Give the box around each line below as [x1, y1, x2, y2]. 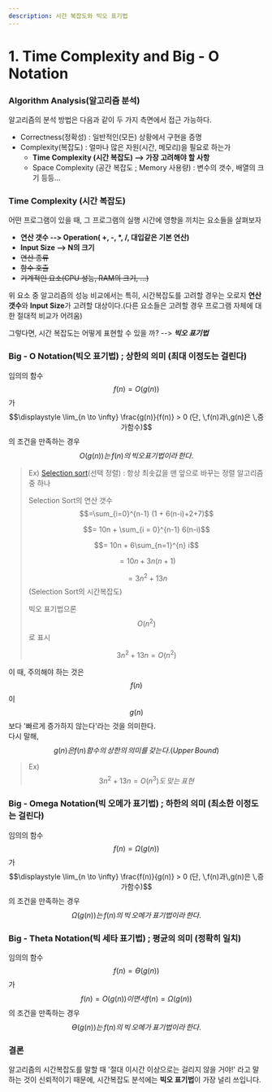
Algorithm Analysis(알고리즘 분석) [8, 94, 140, 106]
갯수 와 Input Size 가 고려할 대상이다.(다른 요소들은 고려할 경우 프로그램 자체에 [8, 300, 253, 310]
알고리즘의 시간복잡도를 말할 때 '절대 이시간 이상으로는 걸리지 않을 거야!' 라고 [8, 1064, 251, 1075]
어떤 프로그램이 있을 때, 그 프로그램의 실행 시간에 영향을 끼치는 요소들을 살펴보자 [8, 215, 262, 225]
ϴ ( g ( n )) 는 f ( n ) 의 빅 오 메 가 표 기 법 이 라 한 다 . [71, 1022, 201, 1032]
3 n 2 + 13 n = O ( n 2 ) [116, 649, 177, 660]
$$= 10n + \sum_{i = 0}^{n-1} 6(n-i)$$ [83, 524, 210, 534]
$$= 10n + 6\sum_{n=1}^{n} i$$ [93, 540, 200, 550]
